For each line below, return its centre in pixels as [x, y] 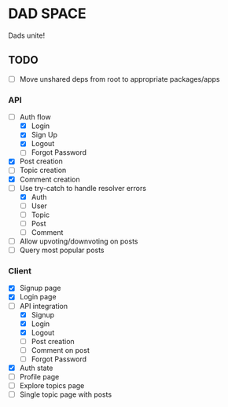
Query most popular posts [62, 250]
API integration [44, 306]
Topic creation [43, 170]
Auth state [36, 368]
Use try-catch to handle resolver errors [83, 188]
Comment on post [61, 350]
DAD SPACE [47, 14]
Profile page [39, 377]
